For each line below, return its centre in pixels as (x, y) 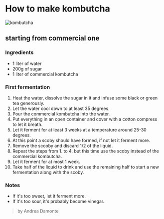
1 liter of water (27, 63)
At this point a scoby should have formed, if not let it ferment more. (81, 140)
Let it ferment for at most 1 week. (46, 161)
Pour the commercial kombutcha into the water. (61, 113)
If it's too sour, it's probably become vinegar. (58, 201)
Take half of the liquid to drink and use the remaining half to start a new (86, 167)
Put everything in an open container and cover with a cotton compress (85, 119)
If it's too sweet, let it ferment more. (49, 196)
